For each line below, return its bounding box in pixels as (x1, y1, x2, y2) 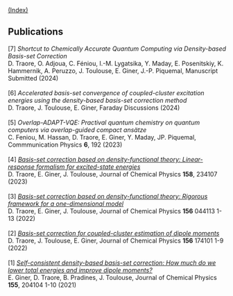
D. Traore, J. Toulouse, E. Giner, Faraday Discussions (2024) (8, 104, 180, 112)
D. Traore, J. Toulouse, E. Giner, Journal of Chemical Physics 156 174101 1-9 (8, 236, 224, 245)
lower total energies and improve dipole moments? (8, 265, 153, 274)
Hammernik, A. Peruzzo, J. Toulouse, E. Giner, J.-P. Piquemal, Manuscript (8, 66, 218, 75)
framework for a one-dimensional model (8, 199, 124, 208)
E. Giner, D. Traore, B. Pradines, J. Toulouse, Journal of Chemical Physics (8, 273, 217, 281)
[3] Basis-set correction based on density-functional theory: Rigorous (8, 192, 208, 200)
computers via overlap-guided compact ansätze (8, 125, 147, 134)
